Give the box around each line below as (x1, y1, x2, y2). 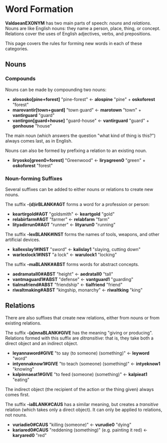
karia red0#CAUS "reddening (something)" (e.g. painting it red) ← (12, 426, 148, 433)
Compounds (5, 75, 36, 82)
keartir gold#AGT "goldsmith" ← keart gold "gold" (12, 211, 115, 217)
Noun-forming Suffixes (5, 175, 63, 182)
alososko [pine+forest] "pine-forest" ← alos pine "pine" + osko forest (12, 96, 156, 102)
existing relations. (5, 320, 41, 326)
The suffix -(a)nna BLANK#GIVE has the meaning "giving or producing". (5, 329, 153, 335)
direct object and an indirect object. (5, 340, 78, 346)
